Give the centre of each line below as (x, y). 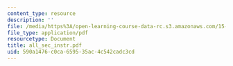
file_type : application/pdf (48, 33)
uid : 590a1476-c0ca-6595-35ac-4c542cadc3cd (71, 52)
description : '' (31, 20)
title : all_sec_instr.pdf (44, 45)
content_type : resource (42, 13)
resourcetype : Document (42, 39)
